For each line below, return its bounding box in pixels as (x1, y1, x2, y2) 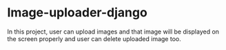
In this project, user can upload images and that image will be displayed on (7, 27, 219, 36)
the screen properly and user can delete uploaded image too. (7, 34, 181, 42)
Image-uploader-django (7, 5, 148, 21)
